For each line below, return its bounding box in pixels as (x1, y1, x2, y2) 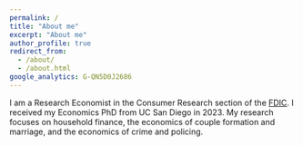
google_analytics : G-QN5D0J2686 (9, 73, 132, 82)
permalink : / (9, 13, 59, 23)
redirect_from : (9, 47, 67, 56)
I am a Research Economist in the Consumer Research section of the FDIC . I (9, 97, 294, 108)
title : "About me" (9, 22, 79, 31)
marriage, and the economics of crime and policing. (9, 126, 204, 137)
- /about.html (17, 64, 71, 73)
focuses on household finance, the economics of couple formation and (9, 116, 276, 127)
